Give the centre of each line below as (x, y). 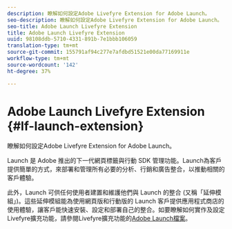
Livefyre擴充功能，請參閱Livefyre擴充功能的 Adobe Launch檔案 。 (99, 219)
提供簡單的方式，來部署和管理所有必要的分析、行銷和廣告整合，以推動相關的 (116, 169)
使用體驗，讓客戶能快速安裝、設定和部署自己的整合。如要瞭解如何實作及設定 (116, 210)
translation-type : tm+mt (43, 46)
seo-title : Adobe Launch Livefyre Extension (72, 26)
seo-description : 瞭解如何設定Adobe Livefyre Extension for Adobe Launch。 (115, 20)
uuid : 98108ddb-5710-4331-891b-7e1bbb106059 (72, 39)
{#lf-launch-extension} (76, 126)
